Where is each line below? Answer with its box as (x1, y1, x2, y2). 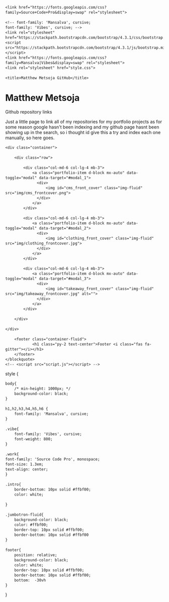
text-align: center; (5, 466, 49, 472)
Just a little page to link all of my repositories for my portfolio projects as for (5, 118, 162, 125)
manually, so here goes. (5, 135, 55, 141)
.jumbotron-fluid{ (5, 512, 44, 517)
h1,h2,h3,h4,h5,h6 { (5, 406, 49, 411)
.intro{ (5, 481, 22, 487)
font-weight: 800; (14, 436, 53, 442)
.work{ (5, 451, 19, 457)
